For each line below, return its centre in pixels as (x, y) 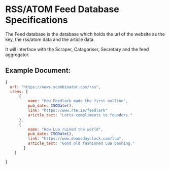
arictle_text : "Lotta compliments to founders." (80, 115)
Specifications (37, 20)
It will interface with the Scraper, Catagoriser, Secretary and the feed (77, 49)
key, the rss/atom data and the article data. (50, 39)
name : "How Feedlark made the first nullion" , (78, 101)
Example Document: (38, 71)
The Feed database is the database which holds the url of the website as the (85, 34)
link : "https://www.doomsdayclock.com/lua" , (76, 139)
